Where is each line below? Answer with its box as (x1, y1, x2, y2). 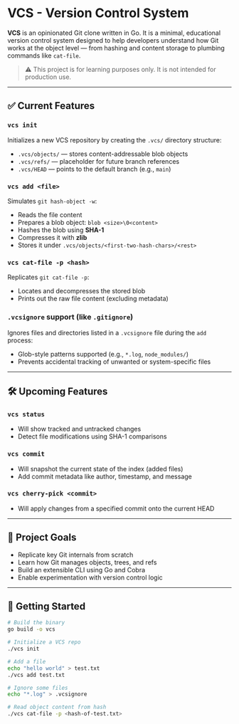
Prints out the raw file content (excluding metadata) (17, 294, 169, 303)
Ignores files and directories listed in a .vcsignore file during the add (7, 328, 207, 337)
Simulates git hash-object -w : (7, 196, 97, 205)
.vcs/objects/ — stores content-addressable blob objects (17, 149, 188, 158)
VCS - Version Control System (7, 5, 189, 21)
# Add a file (7, 658, 46, 665)
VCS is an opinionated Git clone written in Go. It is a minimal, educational (7, 28, 221, 37)
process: (7, 336, 33, 345)
